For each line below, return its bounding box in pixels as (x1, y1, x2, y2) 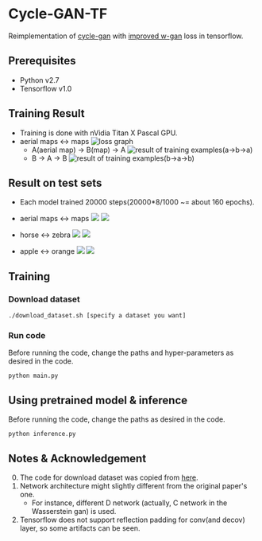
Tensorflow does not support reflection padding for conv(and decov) (19, 515, 246, 524)
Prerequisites (8, 54, 76, 68)
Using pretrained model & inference (8, 393, 188, 407)
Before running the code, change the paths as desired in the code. (8, 415, 225, 424)
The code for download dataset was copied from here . (19, 473, 198, 482)
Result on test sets (8, 176, 102, 189)
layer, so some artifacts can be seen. (19, 523, 141, 533)
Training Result (8, 107, 85, 120)
